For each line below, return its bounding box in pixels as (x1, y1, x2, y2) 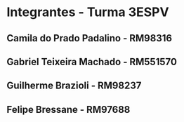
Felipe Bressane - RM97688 (6, 103, 131, 116)
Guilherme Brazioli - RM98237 (6, 80, 142, 92)
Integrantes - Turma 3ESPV (6, 4, 169, 20)
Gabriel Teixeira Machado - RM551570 (6, 55, 177, 67)
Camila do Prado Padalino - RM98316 (6, 32, 173, 44)
